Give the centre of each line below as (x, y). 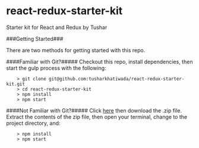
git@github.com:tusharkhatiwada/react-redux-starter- (116, 79)
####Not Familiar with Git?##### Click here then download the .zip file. (94, 110)
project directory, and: (33, 123)
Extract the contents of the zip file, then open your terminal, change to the (97, 117)
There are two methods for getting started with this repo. (76, 50)
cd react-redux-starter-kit (57, 89)
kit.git (16, 84)
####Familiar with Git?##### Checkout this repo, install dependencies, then (99, 62)
